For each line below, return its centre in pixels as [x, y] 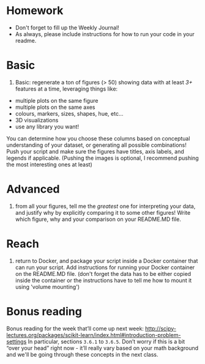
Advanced [33, 189]
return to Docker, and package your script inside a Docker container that [106, 261]
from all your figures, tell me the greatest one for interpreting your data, [105, 206]
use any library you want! [47, 127]
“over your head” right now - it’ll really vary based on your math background [102, 348]
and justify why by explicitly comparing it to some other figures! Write [103, 212]
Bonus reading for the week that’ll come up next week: [75, 329]
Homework [35, 11]
